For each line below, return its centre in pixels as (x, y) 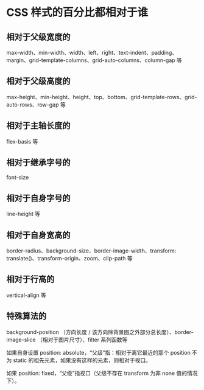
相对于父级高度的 (38, 81)
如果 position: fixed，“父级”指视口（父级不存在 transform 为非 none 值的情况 (102, 373)
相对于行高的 (30, 280)
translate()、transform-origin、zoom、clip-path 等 (69, 259)
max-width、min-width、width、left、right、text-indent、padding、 (92, 53)
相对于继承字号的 (38, 163)
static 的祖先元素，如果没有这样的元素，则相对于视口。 (82, 360)
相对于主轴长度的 (38, 126)
